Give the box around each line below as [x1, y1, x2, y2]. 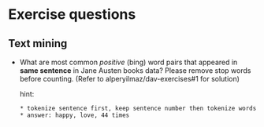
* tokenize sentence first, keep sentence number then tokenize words [19, 104, 257, 112]
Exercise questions [8, 5, 136, 24]
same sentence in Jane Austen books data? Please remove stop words [19, 66, 251, 75]
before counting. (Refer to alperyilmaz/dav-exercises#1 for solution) [19, 74, 240, 83]
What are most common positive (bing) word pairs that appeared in [19, 57, 238, 67]
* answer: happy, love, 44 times [19, 111, 130, 119]
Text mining [8, 37, 68, 50]
